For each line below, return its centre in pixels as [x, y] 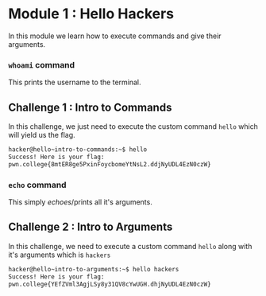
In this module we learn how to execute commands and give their [115, 36]
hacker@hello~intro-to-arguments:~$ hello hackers [94, 269]
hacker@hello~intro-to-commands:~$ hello [78, 150]
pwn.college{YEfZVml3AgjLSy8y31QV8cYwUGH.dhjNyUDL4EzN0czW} [110, 284]
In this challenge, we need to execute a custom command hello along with [130, 246]
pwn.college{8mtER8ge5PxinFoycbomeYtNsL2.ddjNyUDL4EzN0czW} [110, 164]
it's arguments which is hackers [60, 255]
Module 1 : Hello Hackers [91, 14]
